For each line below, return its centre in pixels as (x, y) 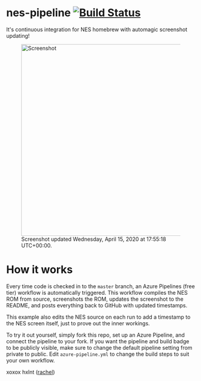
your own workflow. (31, 360)
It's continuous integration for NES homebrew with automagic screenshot (97, 29)
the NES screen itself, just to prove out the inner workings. (78, 323)
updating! (18, 35)
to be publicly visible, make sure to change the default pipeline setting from (99, 347)
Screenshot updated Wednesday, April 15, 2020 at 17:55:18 (94, 239)
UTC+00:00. (37, 245)
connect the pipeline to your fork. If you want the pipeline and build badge (98, 341)
